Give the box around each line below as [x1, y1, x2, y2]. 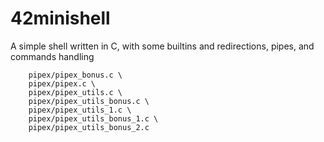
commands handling [10, 50, 95, 62]
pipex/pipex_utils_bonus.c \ [28, 96, 150, 106]
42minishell [10, 7, 111, 30]
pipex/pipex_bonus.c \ [28, 70, 123, 80]
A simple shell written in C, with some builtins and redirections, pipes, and [10, 40, 315, 52]
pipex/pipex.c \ [28, 78, 97, 89]
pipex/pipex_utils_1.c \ [28, 105, 132, 115]
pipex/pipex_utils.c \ [28, 87, 123, 97]
